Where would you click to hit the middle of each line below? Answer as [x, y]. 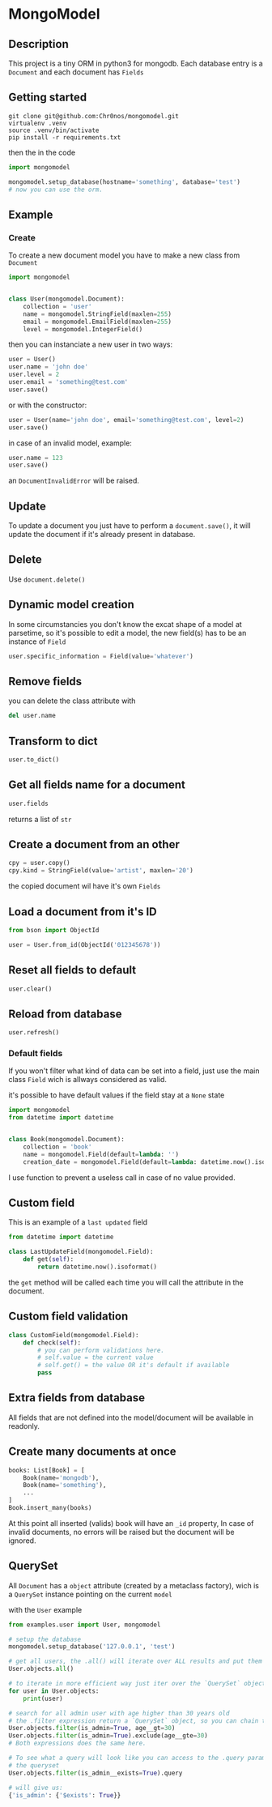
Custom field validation [68, 1317]
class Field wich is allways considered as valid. [88, 1080]
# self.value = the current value [96, 1357]
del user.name [32, 716]
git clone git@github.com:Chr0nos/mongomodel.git [94, 116]
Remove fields [45, 681]
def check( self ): [52, 1342]
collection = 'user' [57, 306]
